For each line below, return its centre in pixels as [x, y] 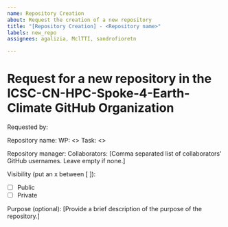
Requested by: [27, 127]
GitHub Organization [114, 108]
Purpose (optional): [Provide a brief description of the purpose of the [105, 209]
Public [26, 188]
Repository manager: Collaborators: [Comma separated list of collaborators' [114, 154]
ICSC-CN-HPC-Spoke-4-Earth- [99, 94]
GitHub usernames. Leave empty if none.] [66, 161]
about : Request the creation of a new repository [80, 20]
